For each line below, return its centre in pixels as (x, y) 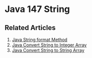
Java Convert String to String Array (48, 50)
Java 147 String (37, 9)
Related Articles (30, 28)
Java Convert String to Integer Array (49, 45)
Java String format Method (40, 39)
